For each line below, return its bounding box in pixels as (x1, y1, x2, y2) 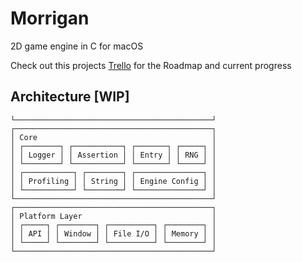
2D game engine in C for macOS (10, 40, 144, 52)
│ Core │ (10, 132, 217, 142)
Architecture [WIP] (10, 88, 130, 106)
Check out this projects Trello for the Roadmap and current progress (10, 59, 292, 71)
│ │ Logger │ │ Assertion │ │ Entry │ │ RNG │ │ (10, 150, 217, 160)
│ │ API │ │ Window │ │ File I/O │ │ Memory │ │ (10, 228, 217, 239)
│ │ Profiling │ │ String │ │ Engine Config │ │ (10, 176, 217, 186)
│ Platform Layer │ (10, 211, 217, 221)
